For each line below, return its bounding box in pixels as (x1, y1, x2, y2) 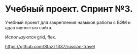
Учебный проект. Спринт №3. (5, 3, 133, 15)
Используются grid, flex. (5, 34, 57, 40)
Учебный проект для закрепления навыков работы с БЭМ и (5, 19, 131, 25)
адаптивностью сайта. (5, 24, 53, 30)
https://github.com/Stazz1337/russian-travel (5, 43, 95, 49)
